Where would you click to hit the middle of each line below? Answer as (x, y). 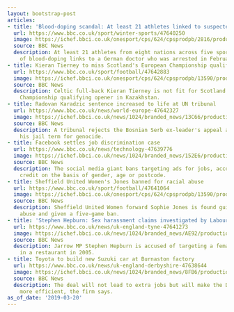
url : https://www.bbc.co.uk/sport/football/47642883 (92, 72)
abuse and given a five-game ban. (70, 214)
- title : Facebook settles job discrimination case (84, 143)
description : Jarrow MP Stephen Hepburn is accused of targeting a (114, 246)
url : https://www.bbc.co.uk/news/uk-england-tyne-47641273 (101, 227)
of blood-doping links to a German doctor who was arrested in (114, 59)
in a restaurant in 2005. (57, 253)
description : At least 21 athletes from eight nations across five (114, 53)
